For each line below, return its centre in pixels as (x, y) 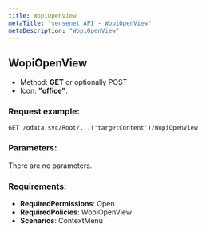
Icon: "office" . (44, 91)
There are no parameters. (50, 166)
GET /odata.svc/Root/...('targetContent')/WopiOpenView (103, 128)
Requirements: (38, 186)
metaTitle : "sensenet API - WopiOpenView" (80, 23)
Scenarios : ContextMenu (61, 221)
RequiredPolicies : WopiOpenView (76, 212)
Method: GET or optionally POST (73, 82)
